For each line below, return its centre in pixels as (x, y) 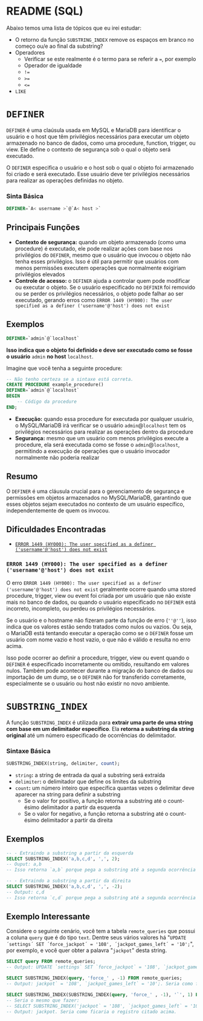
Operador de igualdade (53, 65)
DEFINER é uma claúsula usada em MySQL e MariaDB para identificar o (94, 130)
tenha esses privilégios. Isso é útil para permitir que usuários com (97, 261)
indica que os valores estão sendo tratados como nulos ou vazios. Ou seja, (100, 626)
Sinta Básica (25, 196)
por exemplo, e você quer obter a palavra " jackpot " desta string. (87, 950)
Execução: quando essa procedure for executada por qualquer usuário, (105, 418)
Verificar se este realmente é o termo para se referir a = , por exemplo (110, 59)
